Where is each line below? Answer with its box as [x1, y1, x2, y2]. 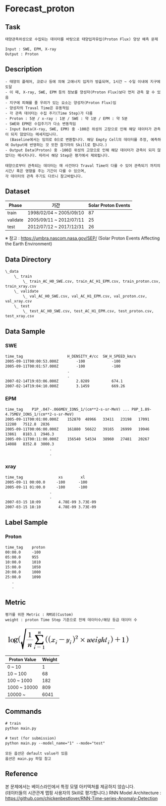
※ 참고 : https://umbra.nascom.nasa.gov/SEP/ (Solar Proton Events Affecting [5, 235, 160, 241]
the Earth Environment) [5, 241, 53, 247]
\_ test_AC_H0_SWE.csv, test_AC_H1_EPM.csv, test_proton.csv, [23, 309, 154, 314]
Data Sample [5, 327, 46, 335]
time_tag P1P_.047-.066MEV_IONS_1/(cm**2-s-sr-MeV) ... [5, 407, 130, 412]
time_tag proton [5, 545, 46, 550]
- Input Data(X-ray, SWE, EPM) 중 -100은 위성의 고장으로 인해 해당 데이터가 [5, 126, 152, 131]
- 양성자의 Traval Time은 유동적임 [5, 105, 69, 111]
